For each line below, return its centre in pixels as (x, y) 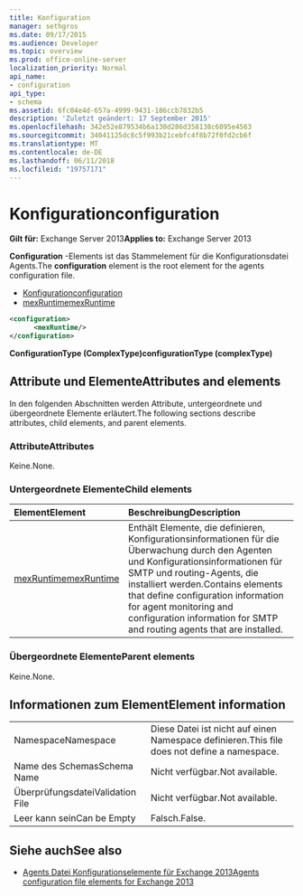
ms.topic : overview (46, 52)
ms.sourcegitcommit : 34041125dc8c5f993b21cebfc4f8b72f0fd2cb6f (131, 136)
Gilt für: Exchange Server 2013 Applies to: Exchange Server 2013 (131, 239)
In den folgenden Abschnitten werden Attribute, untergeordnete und (136, 403)
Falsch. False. (178, 818)
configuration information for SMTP (203, 618)
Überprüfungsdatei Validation (75, 792)
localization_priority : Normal (68, 69)
